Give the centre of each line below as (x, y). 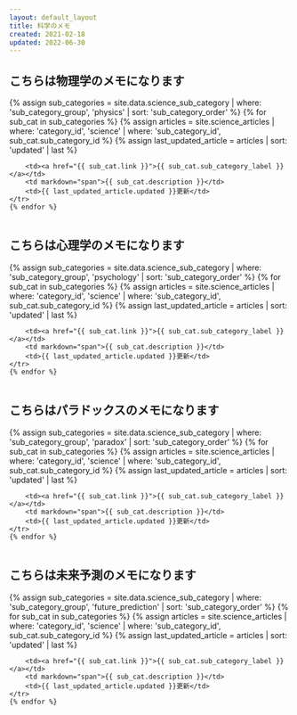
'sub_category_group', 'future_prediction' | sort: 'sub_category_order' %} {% (149, 606)
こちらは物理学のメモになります (97, 81)
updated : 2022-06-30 (48, 42)
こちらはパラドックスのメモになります (114, 411)
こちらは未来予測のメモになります (103, 575)
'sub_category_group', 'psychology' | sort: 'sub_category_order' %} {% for (145, 276)
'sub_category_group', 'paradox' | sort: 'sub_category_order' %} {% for (139, 441)
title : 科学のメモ (40, 26)
